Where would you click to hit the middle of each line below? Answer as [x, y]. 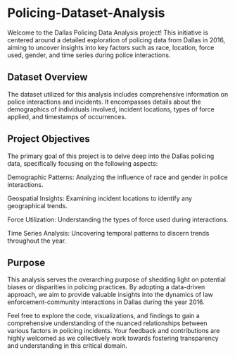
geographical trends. [38, 205]
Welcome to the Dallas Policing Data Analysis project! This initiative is [108, 32]
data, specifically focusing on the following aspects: [83, 163]
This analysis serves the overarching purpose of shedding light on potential [117, 279]
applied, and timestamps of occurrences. [67, 116]
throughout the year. [37, 241]
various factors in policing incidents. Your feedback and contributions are [114, 331]
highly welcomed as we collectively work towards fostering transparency [113, 338]
